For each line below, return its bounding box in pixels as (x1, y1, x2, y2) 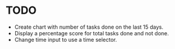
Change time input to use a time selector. (14, 36, 117, 43)
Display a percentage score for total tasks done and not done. (14, 29, 169, 36)
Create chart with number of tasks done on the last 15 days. (14, 23, 164, 30)
